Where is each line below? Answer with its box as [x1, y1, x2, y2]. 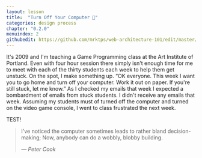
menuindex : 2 [6, 31, 39, 37]
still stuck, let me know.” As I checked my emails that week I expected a [6, 85, 183, 92]
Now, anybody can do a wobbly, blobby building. [42, 134, 164, 141]
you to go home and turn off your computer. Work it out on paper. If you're [6, 79, 191, 86]
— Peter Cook [20, 145, 56, 153]
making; [20, 134, 41, 141]
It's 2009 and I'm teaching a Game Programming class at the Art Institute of [6, 53, 194, 60]
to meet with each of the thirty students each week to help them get [6, 66, 174, 73]
